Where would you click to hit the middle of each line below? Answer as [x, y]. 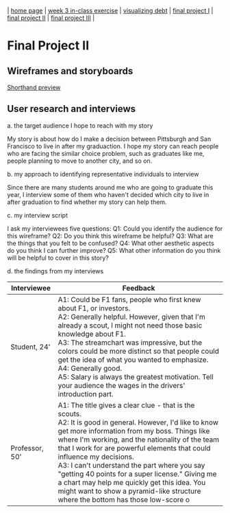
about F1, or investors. [94, 308]
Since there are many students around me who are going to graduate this [110, 187]
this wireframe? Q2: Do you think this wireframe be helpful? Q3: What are [110, 236]
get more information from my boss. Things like [134, 431]
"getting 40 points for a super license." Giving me [137, 474]
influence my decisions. [96, 457]
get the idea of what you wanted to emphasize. [133, 359]
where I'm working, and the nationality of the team [139, 440]
